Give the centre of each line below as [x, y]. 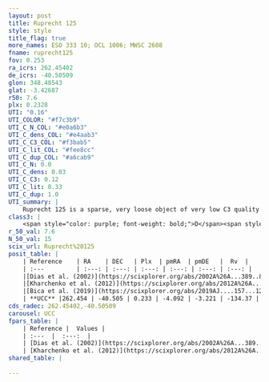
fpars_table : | [34, 321]
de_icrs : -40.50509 [41, 75]
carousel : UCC [32, 313]
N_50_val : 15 [30, 239]
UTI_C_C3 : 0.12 [34, 180]
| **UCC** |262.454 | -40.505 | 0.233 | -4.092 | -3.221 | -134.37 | [141, 299]
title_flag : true [37, 38]
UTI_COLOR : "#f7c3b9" [44, 120]
